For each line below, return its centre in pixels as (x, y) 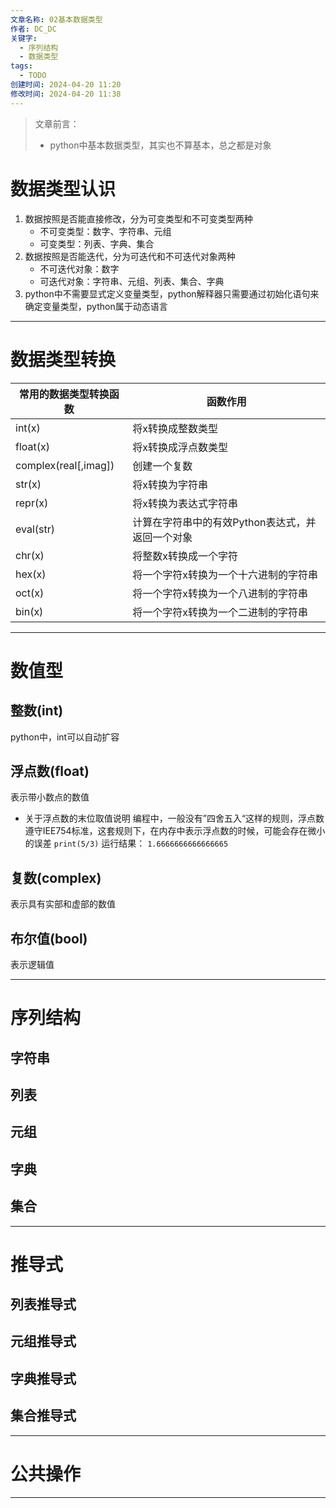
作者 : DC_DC (33, 29)
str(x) (28, 484)
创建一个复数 (162, 466)
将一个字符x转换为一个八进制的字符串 (220, 593)
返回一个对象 (162, 537)
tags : (21, 66)
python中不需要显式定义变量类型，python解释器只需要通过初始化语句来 (172, 293)
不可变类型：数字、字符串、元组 (105, 231)
